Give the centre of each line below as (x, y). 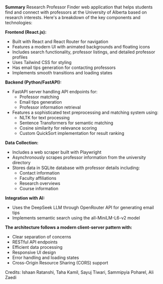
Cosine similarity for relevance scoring (58, 128)
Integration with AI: (25, 198)
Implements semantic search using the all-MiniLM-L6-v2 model (76, 218)
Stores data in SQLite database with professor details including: (76, 168)
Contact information (40, 173)
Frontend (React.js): (26, 32)
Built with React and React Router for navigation (60, 42)
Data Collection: (22, 143)
